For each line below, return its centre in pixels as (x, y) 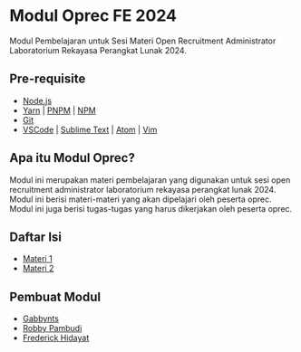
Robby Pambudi (52, 328)
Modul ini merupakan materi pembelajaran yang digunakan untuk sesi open (150, 180)
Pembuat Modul (55, 296)
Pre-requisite (48, 79)
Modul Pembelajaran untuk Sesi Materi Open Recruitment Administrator (143, 41)
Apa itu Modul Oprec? (73, 158)
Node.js (37, 100)
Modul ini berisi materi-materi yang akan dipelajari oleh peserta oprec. (141, 199)
